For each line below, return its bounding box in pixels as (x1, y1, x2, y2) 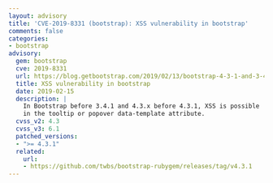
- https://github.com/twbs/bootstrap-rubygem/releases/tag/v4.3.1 (23, 163, 253, 171)
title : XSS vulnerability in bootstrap (15, 79, 151, 87)
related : (15, 147, 45, 155)
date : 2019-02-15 (15, 87, 75, 96)
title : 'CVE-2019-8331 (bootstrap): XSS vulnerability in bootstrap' (8, 19, 249, 28)
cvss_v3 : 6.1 (15, 125, 60, 133)
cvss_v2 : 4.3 (15, 117, 60, 126)
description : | (15, 95, 67, 103)
